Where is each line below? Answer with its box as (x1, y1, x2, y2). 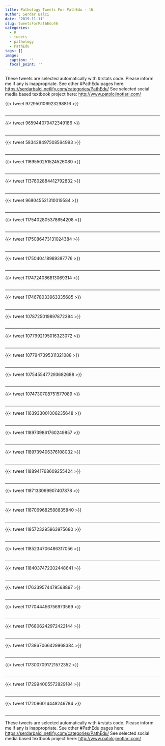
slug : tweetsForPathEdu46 (5, 21, 58, 26)
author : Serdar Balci (5, 12, 50, 17)
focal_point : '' (9, 62, 43, 67)
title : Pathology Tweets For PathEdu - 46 (5, 7, 93, 12)
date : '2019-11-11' (5, 16, 45, 21)
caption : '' (9, 57, 34, 62)
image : (5, 53, 19, 58)
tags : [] (5, 48, 23, 53)
